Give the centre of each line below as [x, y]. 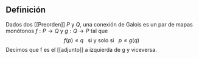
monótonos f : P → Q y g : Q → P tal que [57, 31]
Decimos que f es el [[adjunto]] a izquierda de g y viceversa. [82, 49]
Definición [26, 10]
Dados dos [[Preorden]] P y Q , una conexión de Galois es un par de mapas [99, 24]
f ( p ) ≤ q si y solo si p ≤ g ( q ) [102, 40]
